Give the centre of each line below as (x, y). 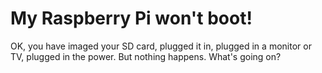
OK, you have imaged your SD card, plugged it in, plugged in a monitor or (161, 46)
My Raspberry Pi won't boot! (131, 18)
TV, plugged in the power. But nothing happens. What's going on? (146, 56)
